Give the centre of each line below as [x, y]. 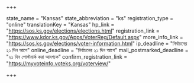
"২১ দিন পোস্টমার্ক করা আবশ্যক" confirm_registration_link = [67, 57]
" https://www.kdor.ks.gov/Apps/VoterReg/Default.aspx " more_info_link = [95, 37]
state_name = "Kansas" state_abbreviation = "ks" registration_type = [90, 18]
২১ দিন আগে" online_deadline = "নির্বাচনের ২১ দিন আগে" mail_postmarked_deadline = [97, 50]
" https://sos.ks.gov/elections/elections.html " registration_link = [83, 31]
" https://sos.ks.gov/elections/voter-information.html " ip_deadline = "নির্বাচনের [97, 43]
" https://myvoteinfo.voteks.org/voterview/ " [59, 63]
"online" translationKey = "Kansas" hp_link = [60, 25]
